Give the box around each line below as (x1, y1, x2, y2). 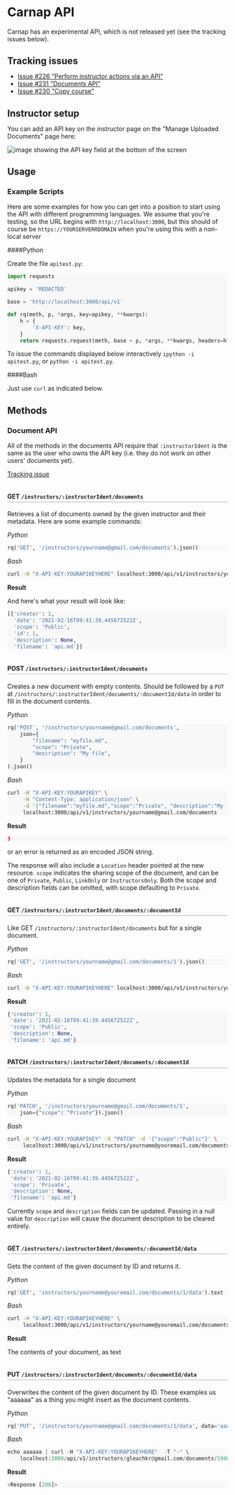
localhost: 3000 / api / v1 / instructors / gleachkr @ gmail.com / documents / (20, 1455, 218, 1462)
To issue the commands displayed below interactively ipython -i (7, 349, 194, 358)
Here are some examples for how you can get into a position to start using (7, 202, 220, 211)
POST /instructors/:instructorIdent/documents (7, 665, 148, 673)
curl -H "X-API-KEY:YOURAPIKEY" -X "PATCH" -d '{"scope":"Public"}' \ (7, 1136, 218, 1143)
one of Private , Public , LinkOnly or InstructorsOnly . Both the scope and (7, 876, 217, 884)
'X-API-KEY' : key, (32, 324, 86, 331)
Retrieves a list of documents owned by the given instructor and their (7, 510, 206, 518)
